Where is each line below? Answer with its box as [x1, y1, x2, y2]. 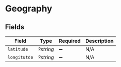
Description [85, 38, 114, 44]
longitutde [7, 55, 33, 60]
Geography [5, 3, 53, 14]
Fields [5, 23, 25, 31]
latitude [7, 47, 28, 52]
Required [59, 38, 81, 44]
